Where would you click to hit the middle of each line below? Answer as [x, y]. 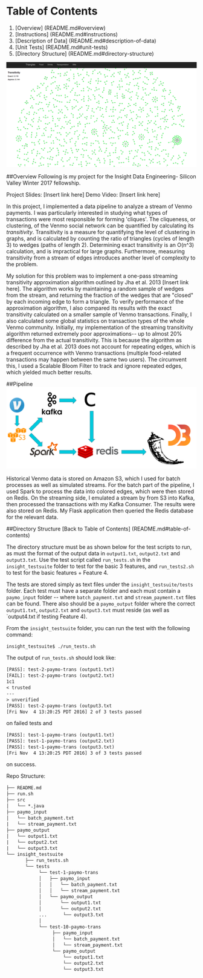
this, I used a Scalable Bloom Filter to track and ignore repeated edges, [95, 366]
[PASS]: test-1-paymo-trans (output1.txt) [60, 735]
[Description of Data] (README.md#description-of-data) [85, 41]
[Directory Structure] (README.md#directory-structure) [84, 53]
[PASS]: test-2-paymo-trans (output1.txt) [60, 670]
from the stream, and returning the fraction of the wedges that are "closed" [100, 295]
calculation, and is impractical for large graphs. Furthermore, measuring [96, 252]
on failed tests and [29, 723]
